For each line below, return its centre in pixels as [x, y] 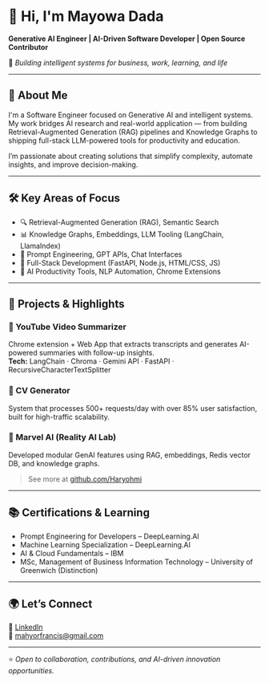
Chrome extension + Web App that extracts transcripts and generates [123, 344]
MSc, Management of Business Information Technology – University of [137, 562]
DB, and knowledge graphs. [54, 463]
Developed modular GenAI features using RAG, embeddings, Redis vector [129, 455]
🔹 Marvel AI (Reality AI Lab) [62, 437]
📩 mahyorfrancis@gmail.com [56, 636]
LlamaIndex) [40, 246]
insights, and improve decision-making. [73, 165]
